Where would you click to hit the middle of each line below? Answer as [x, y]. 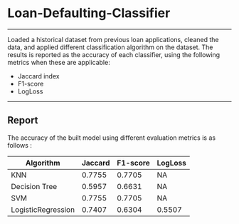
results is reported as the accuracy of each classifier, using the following [114, 54]
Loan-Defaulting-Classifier [89, 13]
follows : [20, 145]
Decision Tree [34, 186]
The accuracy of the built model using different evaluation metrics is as [111, 138]
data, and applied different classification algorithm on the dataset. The [110, 47]
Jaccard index [38, 76]
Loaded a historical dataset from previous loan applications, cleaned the [113, 39]
